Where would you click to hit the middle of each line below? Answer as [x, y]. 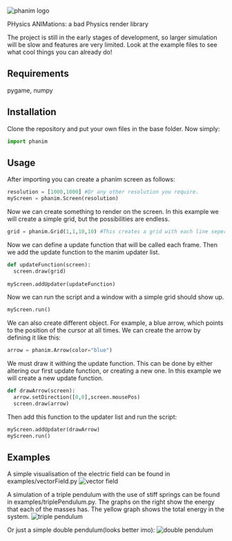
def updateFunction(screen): [49, 265]
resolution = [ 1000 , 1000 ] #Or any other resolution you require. [103, 192]
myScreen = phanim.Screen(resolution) [63, 199]
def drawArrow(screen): [41, 391]
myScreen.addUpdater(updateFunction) [61, 284]
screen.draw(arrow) [41, 404]
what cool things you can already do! [60, 52]
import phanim [28, 141]
